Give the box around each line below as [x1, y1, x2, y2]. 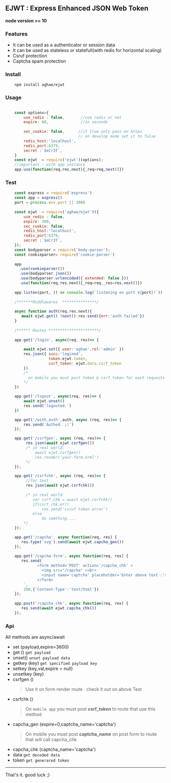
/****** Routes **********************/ [14, 328, 101, 333]
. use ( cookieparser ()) [18, 266, 65, 271]
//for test [25, 478, 49, 483]
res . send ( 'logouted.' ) [23, 403, 72, 408]
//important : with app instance [14, 162, 85, 167]
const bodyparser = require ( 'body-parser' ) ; [14, 247, 110, 253]
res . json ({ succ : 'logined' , [23, 351, 83, 357]
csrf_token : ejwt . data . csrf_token [48, 361, 122, 366]
